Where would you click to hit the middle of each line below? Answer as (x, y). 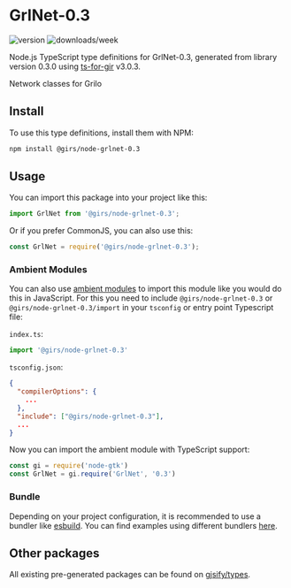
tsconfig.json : (36, 367)
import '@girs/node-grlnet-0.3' (69, 350)
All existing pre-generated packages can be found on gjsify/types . (130, 575)
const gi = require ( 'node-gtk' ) (69, 466)
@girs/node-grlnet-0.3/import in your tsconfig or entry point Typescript (142, 308)
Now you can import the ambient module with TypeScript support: (130, 450)
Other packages (54, 553)
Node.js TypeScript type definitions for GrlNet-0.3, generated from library (143, 57)
